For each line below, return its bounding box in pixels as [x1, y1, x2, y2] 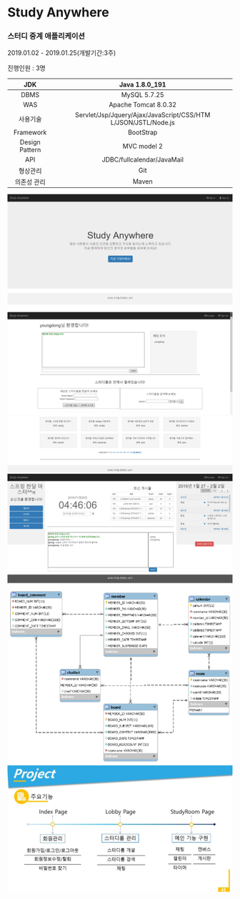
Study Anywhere [7, 4, 109, 21]
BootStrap [127, 128, 158, 136]
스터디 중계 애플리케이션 [7, 31, 86, 41]
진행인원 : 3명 [7, 64, 46, 72]
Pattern [19, 146, 41, 154]
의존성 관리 [14, 177, 46, 186]
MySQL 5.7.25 [121, 91, 164, 99]
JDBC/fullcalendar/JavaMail [101, 155, 184, 164]
